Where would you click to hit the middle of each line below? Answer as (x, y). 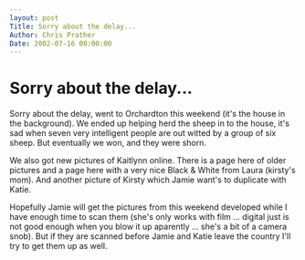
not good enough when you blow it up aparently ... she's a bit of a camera (148, 227)
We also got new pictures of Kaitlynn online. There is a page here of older (148, 161)
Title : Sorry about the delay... (73, 26)
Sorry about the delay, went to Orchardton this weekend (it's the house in (147, 114)
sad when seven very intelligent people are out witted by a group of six (143, 133)
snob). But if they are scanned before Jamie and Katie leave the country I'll (150, 236)
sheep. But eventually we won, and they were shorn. (108, 143)
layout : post (34, 18)
